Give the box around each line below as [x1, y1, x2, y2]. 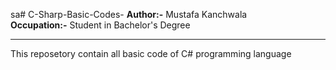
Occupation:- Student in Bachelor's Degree [10, 19, 191, 31]
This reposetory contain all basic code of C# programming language [10, 48, 292, 59]
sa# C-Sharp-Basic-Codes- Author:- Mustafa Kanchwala [10, 9, 248, 20]
